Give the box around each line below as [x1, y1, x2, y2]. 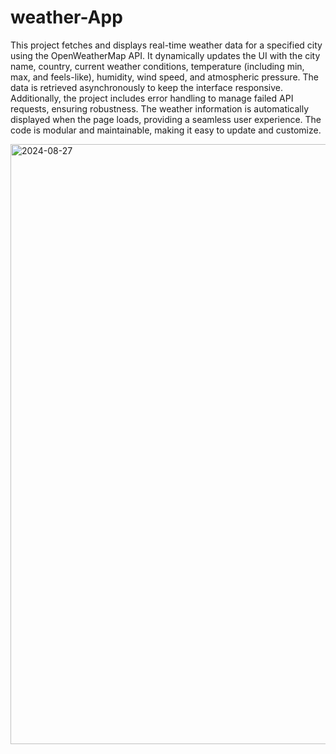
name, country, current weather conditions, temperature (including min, [10, 60, 305, 72]
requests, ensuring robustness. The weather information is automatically [10, 102, 310, 115]
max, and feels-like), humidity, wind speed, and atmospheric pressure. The [10, 71, 319, 83]
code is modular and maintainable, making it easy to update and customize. [10, 124, 322, 136]
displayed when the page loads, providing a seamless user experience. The [10, 113, 322, 125]
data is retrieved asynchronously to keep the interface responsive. [10, 81, 284, 93]
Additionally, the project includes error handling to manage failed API [10, 92, 294, 104]
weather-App [10, 6, 123, 29]
